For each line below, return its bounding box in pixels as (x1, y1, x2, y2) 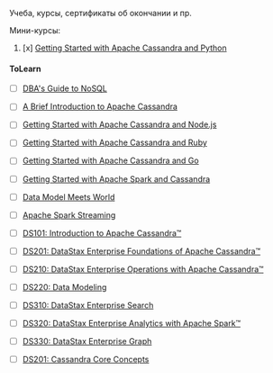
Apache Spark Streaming (22, 209, 116, 220)
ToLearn (9, 63, 41, 74)
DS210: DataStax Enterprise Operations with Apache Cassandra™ (22, 263, 264, 274)
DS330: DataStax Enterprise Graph (22, 336, 152, 347)
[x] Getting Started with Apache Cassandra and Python (22, 42, 227, 53)
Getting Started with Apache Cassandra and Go (22, 155, 200, 166)
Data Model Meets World (22, 191, 115, 202)
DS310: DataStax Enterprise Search (22, 299, 154, 310)
